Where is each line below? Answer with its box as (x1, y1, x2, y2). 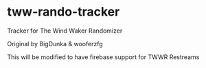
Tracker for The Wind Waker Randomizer (7, 27, 123, 35)
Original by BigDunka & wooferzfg (7, 39, 103, 48)
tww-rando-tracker (7, 4, 120, 20)
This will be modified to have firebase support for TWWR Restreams (7, 52, 200, 61)
